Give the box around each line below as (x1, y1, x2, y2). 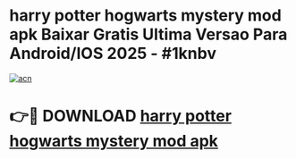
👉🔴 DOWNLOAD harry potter (9, 106, 233, 126)
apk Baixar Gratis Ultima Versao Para (9, 24, 288, 45)
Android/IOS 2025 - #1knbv (9, 44, 217, 63)
